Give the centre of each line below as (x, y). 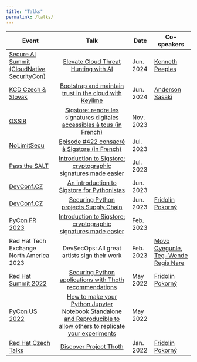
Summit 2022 (28, 283)
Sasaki (164, 96)
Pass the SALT (29, 166)
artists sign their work (92, 255)
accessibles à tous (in (92, 125)
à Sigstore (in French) (92, 149)
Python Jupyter (92, 304)
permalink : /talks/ (30, 17)
